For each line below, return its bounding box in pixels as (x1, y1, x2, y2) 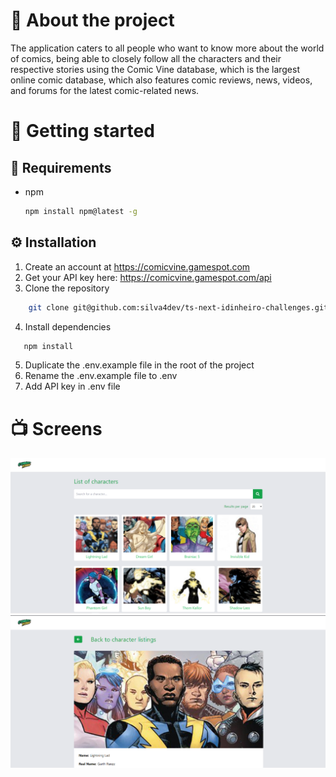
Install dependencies (24, 320, 112, 333)
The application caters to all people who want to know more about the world (10, 42, 325, 54)
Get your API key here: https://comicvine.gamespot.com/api (24, 271, 272, 283)
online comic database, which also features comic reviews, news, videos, (10, 74, 313, 86)
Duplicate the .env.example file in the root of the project (24, 359, 255, 371)
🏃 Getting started (10, 120, 155, 143)
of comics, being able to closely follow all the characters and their (10, 52, 282, 64)
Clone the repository (24, 282, 110, 294)
